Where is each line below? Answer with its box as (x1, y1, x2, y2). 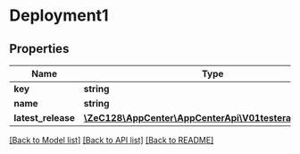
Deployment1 (9, 5, 109, 26)
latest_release (13, 112, 76, 124)
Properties (9, 41, 70, 56)
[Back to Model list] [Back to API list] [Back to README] (9, 135, 214, 145)
